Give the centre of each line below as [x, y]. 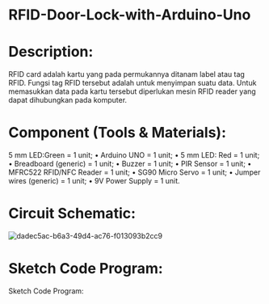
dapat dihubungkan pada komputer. [68, 100]
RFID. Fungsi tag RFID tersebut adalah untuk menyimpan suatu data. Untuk [132, 83]
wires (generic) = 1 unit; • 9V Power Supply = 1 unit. [94, 181]
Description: [51, 52]
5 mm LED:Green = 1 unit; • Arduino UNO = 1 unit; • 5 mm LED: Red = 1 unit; [134, 155]
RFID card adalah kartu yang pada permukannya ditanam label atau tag [126, 74]
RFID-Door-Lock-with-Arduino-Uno [130, 15]
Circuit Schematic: [72, 214]
